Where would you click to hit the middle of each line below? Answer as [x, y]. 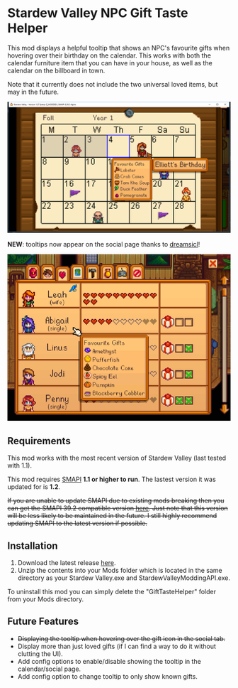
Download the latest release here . [67, 563]
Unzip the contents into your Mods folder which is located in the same [120, 571]
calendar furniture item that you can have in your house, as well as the [110, 63]
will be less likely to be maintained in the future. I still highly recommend [112, 516]
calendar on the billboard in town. [56, 70]
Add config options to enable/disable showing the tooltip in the [109, 661]
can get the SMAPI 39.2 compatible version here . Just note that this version [118, 508]
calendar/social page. [49, 669]
